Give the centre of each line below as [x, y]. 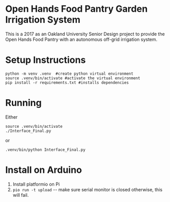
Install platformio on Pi [36, 184]
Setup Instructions [45, 60]
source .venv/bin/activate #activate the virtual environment [73, 78]
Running [23, 103]
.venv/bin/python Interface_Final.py [45, 150]
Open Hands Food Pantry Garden [77, 9]
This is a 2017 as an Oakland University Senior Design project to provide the [85, 34]
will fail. [21, 195]
